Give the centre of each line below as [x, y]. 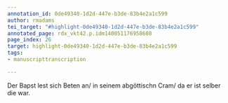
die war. [19, 92]
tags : [15, 53]
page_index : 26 [29, 40]
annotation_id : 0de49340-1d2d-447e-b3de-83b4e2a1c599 [88, 14]
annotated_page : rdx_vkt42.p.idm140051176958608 [80, 33]
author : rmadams [31, 20]
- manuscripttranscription [47, 60]
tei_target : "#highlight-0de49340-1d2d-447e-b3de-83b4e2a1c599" [103, 27]
